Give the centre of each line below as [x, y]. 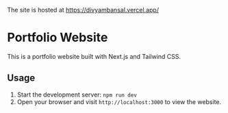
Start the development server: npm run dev [77, 95]
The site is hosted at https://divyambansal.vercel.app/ [83, 10]
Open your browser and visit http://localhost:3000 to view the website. [119, 101]
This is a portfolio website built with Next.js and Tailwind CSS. [94, 56]
